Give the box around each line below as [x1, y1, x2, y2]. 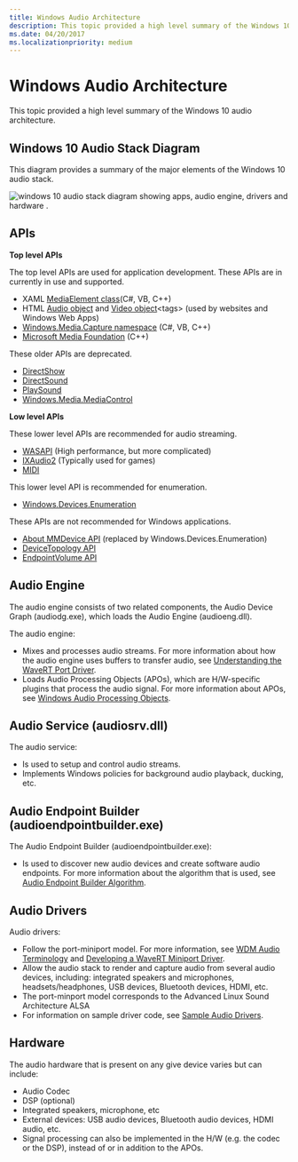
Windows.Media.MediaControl [21, 394, 133, 404]
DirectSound [21, 375, 68, 386]
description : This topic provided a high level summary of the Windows [9, 21, 279, 30]
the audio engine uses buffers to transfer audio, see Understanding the [21, 655, 282, 665]
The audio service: [9, 742, 78, 752]
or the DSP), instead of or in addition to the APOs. [21, 1142, 204, 1153]
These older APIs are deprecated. [9, 348, 133, 359]
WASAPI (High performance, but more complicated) [21, 445, 212, 456]
